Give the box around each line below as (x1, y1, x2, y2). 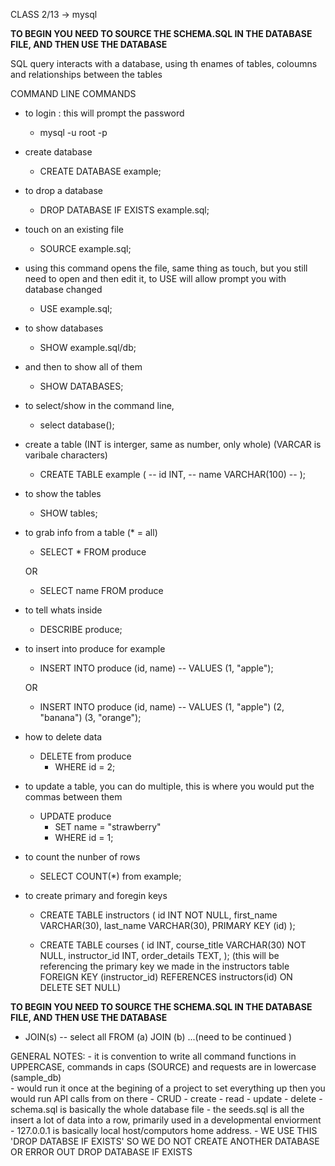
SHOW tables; (39, 507, 98, 519)
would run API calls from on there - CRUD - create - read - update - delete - (10, 1093, 323, 1104)
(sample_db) (10, 1072, 62, 1083)
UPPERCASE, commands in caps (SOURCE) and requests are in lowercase (10, 1061, 317, 1073)
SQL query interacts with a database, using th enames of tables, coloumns (10, 58, 318, 69)
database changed (24, 284, 103, 295)
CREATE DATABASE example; (39, 165, 162, 177)
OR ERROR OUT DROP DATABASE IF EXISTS (10, 1146, 193, 1158)
